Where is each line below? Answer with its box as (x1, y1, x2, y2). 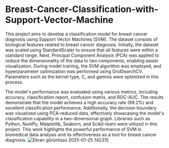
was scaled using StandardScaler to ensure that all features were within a (5, 47, 158, 53)
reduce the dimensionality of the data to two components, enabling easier (5, 57, 159, 63)
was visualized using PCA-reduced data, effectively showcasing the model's (5, 110, 164, 116)
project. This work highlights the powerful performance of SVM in (5, 126, 142, 132)
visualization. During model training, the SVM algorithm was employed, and (5, 63, 161, 69)
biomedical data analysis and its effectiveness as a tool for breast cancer (5, 131, 157, 137)
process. (5, 79, 24, 85)
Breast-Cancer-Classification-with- (5, 4, 159, 15)
